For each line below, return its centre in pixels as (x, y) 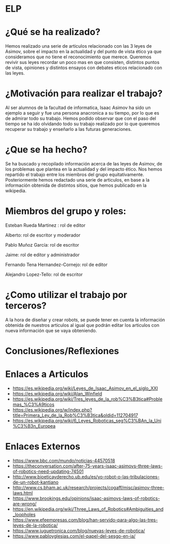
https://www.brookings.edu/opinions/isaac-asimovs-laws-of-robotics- (86, 498)
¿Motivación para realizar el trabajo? (84, 94)
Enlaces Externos (43, 447)
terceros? (26, 306)
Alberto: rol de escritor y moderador (43, 235)
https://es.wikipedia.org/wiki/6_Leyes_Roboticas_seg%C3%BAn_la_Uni (87, 421)
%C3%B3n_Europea (34, 426)
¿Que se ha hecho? (46, 150)
